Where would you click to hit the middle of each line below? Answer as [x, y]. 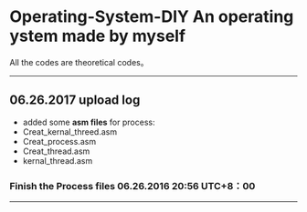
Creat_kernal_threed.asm [69, 131]
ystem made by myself [97, 36]
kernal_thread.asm [58, 160]
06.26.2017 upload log [75, 101]
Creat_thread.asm [56, 151]
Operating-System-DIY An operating [152, 17]
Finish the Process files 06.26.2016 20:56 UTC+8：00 [132, 186]
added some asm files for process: [89, 122]
